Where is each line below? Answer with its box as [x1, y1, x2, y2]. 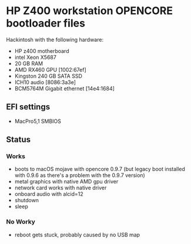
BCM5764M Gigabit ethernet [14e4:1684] [14, 85, 115, 92]
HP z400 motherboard [14, 47, 69, 54]
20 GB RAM [14, 60, 43, 67]
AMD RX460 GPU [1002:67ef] [14, 66, 86, 73]
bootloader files [6, 16, 85, 30]
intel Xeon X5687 [14, 54, 57, 61]
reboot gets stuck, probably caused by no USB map [14, 231, 140, 238]
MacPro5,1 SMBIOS [14, 118, 62, 125]
